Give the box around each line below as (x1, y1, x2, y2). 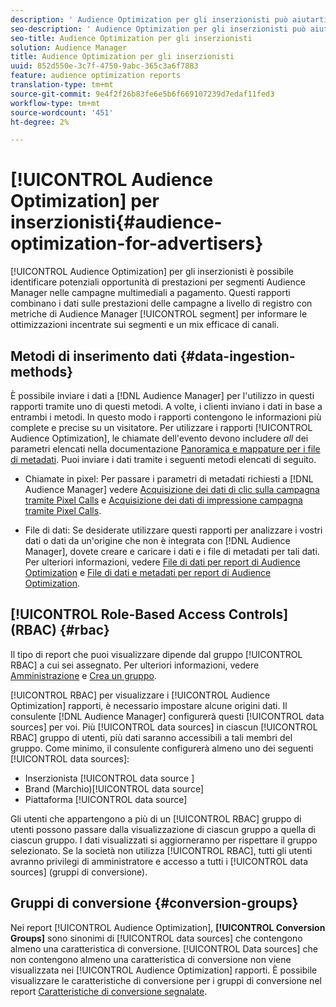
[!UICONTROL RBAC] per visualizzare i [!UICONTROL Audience (10, 689, 271, 701)
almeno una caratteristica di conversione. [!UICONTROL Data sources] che (10, 942, 318, 955)
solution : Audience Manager (10, 42, 128, 53)
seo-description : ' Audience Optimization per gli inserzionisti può (10, 24, 307, 34)
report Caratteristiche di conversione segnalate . (10, 985, 208, 997)
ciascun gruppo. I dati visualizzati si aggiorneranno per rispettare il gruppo (10, 834, 318, 846)
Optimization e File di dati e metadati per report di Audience (24, 567, 272, 578)
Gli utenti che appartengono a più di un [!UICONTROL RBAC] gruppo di (10, 812, 302, 825)
